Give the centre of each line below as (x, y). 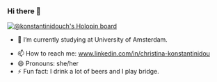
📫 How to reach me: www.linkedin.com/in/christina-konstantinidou (114, 54)
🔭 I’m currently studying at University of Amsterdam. (93, 40)
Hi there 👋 (24, 11)
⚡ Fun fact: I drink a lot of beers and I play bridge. (88, 72)
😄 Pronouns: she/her (48, 64)
